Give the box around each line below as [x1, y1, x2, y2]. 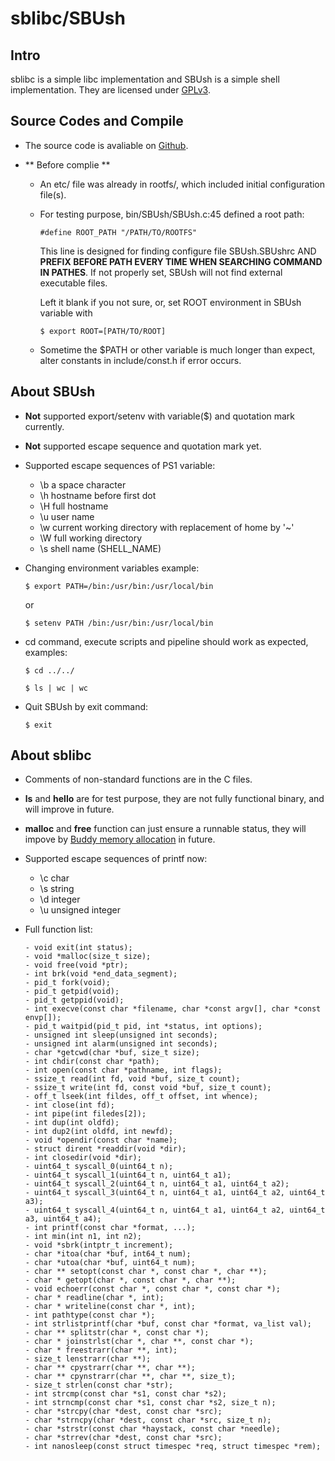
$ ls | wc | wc [24, 683, 89, 693]
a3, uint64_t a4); [24, 1214, 102, 1224]
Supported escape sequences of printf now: [24, 853, 208, 865]
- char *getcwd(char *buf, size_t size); [24, 1048, 200, 1058]
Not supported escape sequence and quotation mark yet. [24, 440, 262, 452]
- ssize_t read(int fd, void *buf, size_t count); [24, 1074, 241, 1084]
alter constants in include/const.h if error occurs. [39, 354, 242, 366]
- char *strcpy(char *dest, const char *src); [24, 1407, 223, 1417]
